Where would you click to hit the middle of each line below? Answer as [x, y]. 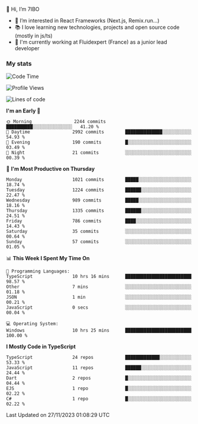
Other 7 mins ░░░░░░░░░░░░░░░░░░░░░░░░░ [99, 287]
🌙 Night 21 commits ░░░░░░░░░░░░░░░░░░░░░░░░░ [99, 153]
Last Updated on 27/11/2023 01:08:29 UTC [58, 415]
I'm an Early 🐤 [23, 111]
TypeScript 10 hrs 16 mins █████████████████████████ [99, 277]
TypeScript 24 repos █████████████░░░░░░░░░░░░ [99, 358]
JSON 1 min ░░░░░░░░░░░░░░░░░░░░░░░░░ [99, 297]
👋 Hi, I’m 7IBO [23, 9]
